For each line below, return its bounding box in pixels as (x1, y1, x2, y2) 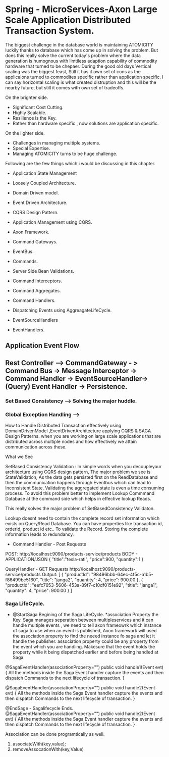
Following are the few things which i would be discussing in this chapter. (5, 160, 155, 166)
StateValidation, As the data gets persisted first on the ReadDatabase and (5, 474, 158, 480)
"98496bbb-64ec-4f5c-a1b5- (91, 571, 153, 577)
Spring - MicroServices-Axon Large (5, 4, 157, 15)
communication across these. (5, 443, 67, 450)
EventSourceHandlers (12, 317, 58, 323)
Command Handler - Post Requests (12, 541, 87, 547)
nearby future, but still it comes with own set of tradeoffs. (5, 84, 125, 90)
